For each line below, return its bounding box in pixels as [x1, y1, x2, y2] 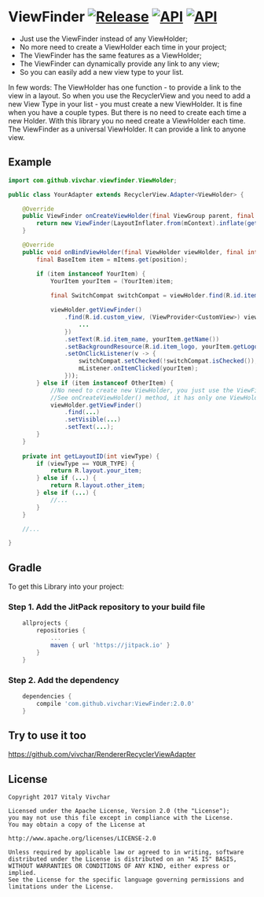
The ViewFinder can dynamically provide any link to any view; [19, 59, 220, 68]
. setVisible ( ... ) [64, 415, 122, 424]
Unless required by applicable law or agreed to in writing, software [8, 848, 244, 857]
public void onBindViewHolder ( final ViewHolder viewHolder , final [22, 248, 244, 256]
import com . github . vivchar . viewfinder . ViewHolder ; [8, 176, 178, 184]
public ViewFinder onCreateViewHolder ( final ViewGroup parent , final [22, 212, 255, 220]
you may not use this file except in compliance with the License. [8, 814, 234, 822]
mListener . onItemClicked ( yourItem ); [78, 364, 199, 373]
